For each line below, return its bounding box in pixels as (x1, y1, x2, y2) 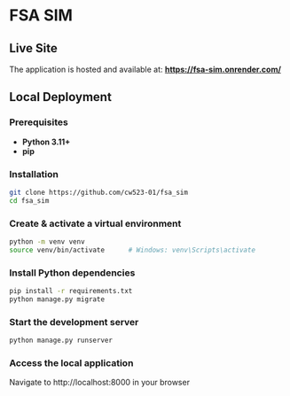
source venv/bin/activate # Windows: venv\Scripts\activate (9, 245, 255, 254)
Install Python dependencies (9, 267, 136, 279)
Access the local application (9, 356, 134, 369)
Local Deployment (9, 89, 113, 105)
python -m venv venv (9, 237, 86, 246)
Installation (9, 167, 59, 180)
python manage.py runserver (9, 336, 114, 346)
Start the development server (9, 315, 139, 328)
